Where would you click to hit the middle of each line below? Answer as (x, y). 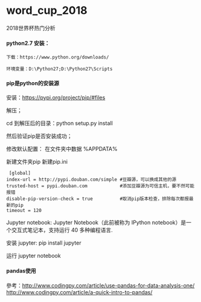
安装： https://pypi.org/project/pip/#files (56, 98)
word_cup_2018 (47, 11)
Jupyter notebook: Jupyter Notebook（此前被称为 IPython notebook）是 (96, 223)
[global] (20, 173)
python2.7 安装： (28, 43)
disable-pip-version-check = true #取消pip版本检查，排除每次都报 (97, 199)
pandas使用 (21, 271)
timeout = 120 (24, 211)
